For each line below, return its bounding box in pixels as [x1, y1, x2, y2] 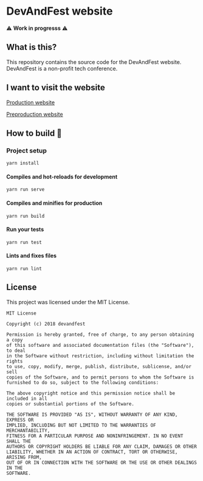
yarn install [6, 160, 40, 166]
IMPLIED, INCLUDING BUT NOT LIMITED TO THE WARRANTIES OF [6, 422, 156, 428]
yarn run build [6, 213, 45, 219]
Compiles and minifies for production [6, 199, 103, 207]
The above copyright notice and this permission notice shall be [6, 390, 175, 396]
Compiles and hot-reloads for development [6, 173, 118, 180]
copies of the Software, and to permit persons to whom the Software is [6, 374, 194, 380]
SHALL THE [6, 438, 32, 444]
